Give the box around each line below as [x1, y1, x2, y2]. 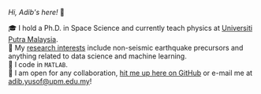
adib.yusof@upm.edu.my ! [8, 77, 92, 86]
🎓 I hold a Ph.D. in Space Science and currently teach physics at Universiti [8, 24, 253, 32]
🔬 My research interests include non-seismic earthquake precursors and [8, 43, 244, 52]
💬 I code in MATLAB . [8, 60, 69, 69]
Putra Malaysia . [8, 35, 58, 43]
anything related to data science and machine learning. [8, 51, 187, 61]
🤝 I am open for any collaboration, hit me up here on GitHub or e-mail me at [8, 68, 253, 77]
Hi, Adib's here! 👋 [8, 8, 65, 17]
